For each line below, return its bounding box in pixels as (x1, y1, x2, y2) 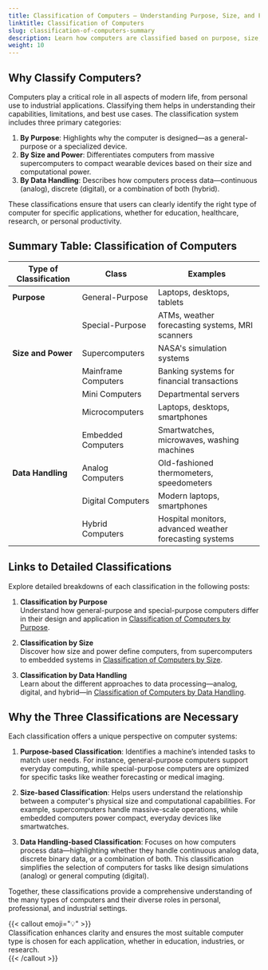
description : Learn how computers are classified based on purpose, (8, 34, 241, 42)
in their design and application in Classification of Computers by (19, 614, 231, 624)
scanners (158, 329, 193, 340)
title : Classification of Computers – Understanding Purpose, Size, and (8, 11, 255, 20)
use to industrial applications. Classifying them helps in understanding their (8, 101, 256, 110)
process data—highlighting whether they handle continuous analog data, (19, 845, 259, 855)
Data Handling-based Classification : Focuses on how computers (19, 837, 237, 847)
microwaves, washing (158, 434, 239, 445)
